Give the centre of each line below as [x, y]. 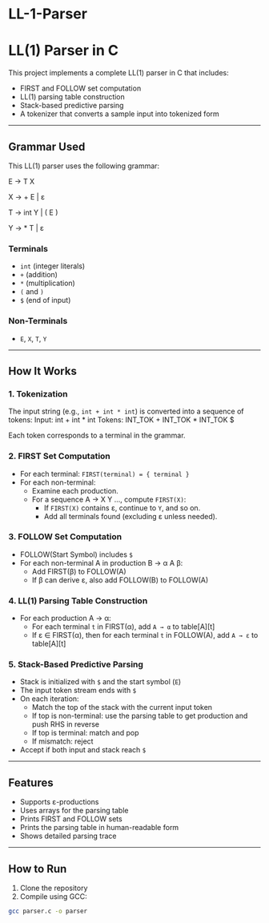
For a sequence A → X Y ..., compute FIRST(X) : [109, 499]
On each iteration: [49, 699]
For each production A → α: [66, 619]
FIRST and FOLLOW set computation [80, 88]
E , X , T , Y [33, 338]
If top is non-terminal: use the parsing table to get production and [140, 716]
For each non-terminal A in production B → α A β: [101, 562]
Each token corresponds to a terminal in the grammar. [97, 435]
